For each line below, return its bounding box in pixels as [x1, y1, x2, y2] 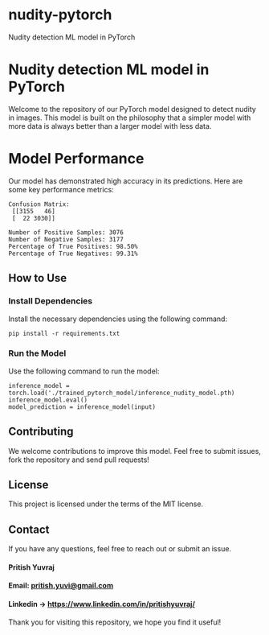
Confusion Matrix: [8, 200, 70, 208]
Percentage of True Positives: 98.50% [8, 242, 138, 250]
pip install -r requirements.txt [8, 329, 120, 337]
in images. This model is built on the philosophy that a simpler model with [8, 113, 251, 122]
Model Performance [8, 150, 145, 168]
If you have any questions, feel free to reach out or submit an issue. [8, 544, 231, 554]
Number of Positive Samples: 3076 [8, 228, 124, 237]
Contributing [8, 425, 74, 439]
